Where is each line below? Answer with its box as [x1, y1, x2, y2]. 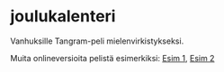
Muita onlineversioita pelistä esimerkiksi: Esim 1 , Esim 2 [10, 52, 215, 63]
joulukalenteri [10, 6, 116, 27]
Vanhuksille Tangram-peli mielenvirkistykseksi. [10, 36, 184, 46]
